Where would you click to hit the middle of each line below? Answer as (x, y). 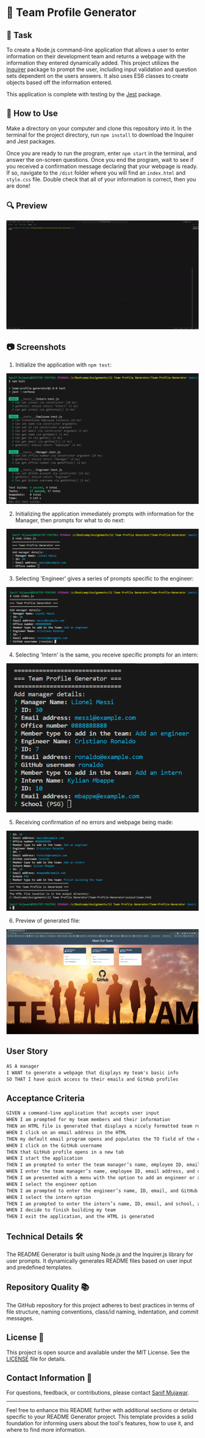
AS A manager (23, 1066)
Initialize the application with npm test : (63, 365)
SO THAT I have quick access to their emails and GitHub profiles (92, 1079)
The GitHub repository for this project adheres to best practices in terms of (100, 1305)
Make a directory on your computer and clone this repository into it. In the (99, 128)
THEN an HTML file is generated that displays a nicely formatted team (99, 1126)
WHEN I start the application (45, 1158)
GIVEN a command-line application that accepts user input (83, 1113)
